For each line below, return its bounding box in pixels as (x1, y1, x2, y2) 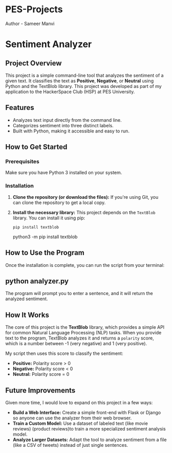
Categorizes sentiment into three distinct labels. (12, 122, 114, 128)
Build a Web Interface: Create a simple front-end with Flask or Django (12, 409, 161, 415)
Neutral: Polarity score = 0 (12, 371, 70, 377)
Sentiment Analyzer (5, 38, 92, 50)
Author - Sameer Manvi (5, 20, 55, 27)
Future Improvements (5, 386, 76, 395)
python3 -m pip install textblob (12, 234, 78, 240)
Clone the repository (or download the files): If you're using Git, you (12, 194, 159, 200)
